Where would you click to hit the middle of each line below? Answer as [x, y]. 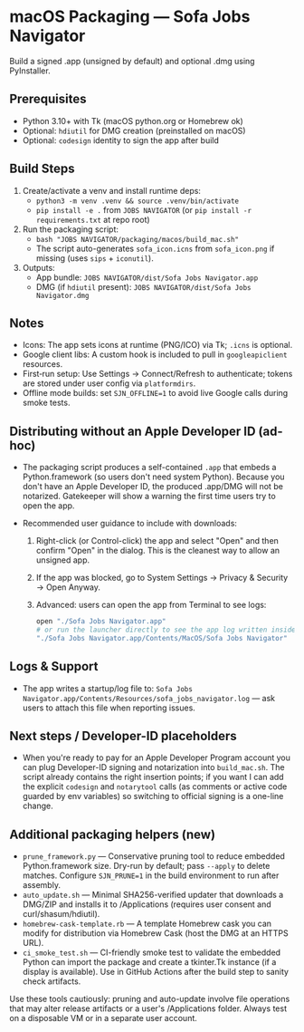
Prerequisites [48, 99]
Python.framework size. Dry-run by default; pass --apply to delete [146, 866]
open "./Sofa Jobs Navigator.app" [101, 622]
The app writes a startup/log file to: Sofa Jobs [107, 688]
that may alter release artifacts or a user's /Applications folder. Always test [148, 1008]
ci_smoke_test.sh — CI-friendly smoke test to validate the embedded [152, 952]
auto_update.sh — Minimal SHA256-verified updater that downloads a [153, 895]
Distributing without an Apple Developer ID [133, 431]
